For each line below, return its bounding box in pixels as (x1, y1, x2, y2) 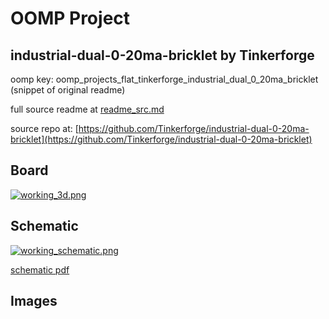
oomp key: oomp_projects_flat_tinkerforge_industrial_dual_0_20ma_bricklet (10, 73, 319, 85)
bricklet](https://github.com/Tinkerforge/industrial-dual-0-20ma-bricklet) (10, 133, 313, 145)
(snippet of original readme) (10, 84, 126, 96)
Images (10, 293, 58, 310)
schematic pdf (10, 263, 70, 276)
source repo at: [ (10, 123, 79, 134)
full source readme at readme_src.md (10, 103, 165, 115)
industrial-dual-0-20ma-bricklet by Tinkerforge (10, 47, 315, 64)
